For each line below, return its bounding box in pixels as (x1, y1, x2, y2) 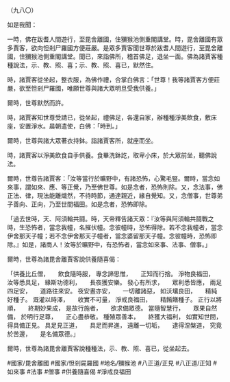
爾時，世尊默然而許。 (7, 99, 67, 106)
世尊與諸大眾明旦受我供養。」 (78, 85, 160, 92)
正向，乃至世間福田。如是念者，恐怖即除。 (30, 200, 151, 208)
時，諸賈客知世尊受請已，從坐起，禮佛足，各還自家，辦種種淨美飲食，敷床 (7, 113, 217, 122)
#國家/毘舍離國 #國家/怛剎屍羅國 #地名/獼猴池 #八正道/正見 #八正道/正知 (7, 359, 212, 367)
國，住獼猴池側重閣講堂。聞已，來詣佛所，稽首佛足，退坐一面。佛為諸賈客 (7, 52, 217, 60)
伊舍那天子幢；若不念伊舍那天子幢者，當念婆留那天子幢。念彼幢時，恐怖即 (7, 232, 217, 240)
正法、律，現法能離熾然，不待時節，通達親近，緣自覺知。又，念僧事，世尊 (7, 192, 217, 199)
